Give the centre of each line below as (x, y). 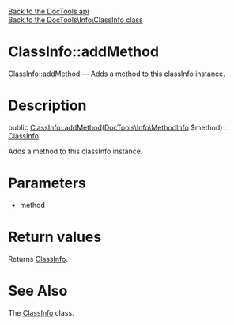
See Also (38, 291)
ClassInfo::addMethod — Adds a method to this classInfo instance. (117, 74)
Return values (55, 237)
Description (47, 106)
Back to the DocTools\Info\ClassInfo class (76, 20)
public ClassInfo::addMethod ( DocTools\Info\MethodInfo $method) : (117, 127)
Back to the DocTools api (49, 11)
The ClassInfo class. (41, 312)
